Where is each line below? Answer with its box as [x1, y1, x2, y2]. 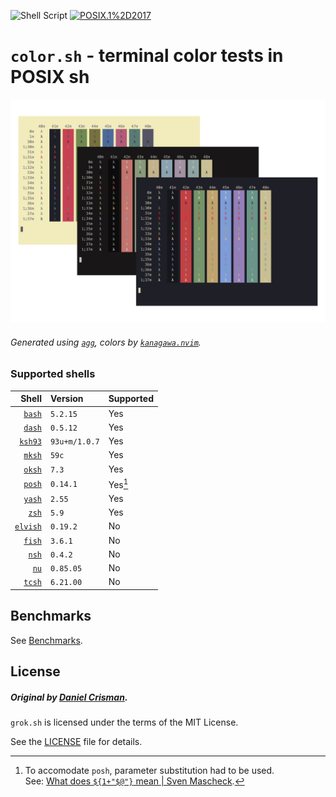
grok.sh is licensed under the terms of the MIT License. [10, 716, 239, 728]
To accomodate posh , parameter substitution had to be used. [24, 764, 275, 776]
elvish [14, 522, 42, 532]
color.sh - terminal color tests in [10, 45, 284, 67]
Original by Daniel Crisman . [10, 691, 128, 703]
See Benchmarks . [10, 634, 83, 646]
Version [49, 393, 84, 405]
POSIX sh [10, 66, 90, 89]
